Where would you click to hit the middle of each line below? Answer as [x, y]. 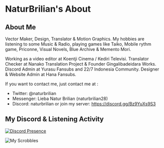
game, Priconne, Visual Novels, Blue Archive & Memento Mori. [68, 49]
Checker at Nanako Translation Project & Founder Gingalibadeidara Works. [81, 64]
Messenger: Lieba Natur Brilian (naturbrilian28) [60, 99]
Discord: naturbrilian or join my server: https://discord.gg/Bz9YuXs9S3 [84, 104]
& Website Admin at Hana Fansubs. [41, 74]
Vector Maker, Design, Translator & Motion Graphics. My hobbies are [75, 39]
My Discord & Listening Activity [54, 119]
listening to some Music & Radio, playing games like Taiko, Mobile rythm [78, 44]
